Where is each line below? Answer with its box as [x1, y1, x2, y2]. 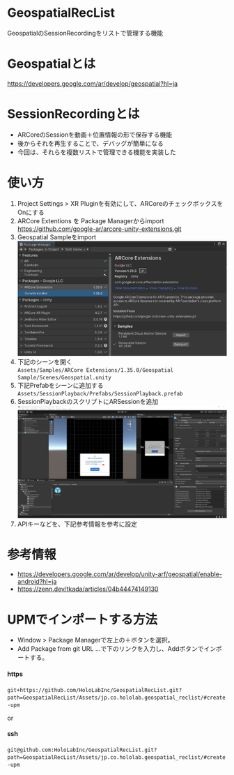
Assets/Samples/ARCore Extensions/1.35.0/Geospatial [17, 366, 174, 374]
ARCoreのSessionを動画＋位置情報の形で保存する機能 [17, 130, 173, 139]
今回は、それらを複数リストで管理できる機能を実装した [17, 148, 176, 156]
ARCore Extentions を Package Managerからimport [17, 216, 164, 225]
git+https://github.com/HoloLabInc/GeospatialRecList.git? [7, 686, 182, 693]
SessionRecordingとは [7, 106, 141, 122]
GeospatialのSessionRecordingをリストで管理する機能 [7, 29, 164, 37]
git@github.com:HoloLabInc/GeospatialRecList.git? [7, 746, 157, 753]
